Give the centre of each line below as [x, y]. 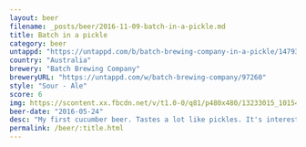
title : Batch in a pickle [58, 35]
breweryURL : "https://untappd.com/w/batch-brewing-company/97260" [138, 78]
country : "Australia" [51, 60]
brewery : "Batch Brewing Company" [75, 69]
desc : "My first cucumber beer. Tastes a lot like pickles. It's [136, 120]
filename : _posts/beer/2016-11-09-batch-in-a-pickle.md [117, 26]
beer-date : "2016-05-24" [56, 111]
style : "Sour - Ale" [49, 86]
